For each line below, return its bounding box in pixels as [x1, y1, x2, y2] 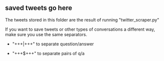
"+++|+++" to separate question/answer [12, 41, 94, 47]
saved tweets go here [5, 4, 72, 12]
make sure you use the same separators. [5, 31, 87, 37]
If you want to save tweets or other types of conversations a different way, [5, 26, 155, 32]
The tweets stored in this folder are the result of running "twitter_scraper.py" [5, 17, 160, 22]
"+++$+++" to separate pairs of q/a [12, 50, 85, 56]
